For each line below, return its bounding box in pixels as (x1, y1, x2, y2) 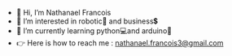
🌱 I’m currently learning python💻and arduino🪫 (15, 26, 173, 36)
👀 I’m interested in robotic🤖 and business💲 (15, 16, 159, 26)
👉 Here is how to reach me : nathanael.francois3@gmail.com (15, 38, 224, 48)
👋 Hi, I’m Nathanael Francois (15, 8, 112, 17)
